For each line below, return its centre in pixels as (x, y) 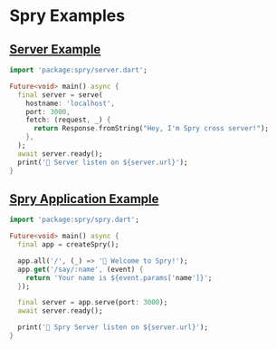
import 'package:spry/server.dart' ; (78, 70)
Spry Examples (67, 16)
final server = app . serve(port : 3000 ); (93, 303)
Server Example (55, 49)
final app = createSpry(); (68, 245)
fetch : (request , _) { (68, 120)
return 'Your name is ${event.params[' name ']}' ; (119, 277)
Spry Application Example (84, 199)
